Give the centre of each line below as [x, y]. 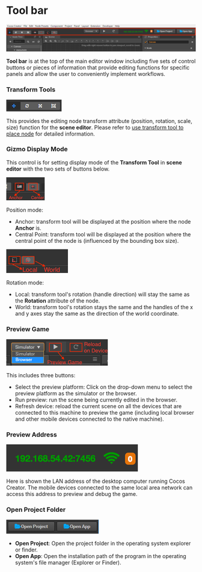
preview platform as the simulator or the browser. [76, 394]
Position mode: [25, 210]
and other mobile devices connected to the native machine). [89, 419]
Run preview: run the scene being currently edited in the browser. [96, 400]
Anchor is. [28, 228]
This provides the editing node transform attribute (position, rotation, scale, [99, 121]
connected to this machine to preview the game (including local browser [104, 413]
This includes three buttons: [41, 376]
